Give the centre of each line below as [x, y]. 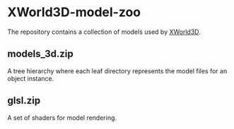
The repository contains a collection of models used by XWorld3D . [104, 32]
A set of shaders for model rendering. [62, 118]
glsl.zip [24, 100]
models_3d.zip [41, 54]
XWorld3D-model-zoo [74, 12]
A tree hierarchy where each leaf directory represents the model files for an [117, 70]
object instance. [31, 78]
